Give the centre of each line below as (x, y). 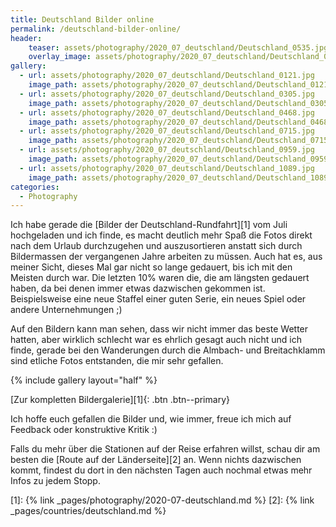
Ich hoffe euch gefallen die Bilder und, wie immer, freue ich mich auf (151, 419)
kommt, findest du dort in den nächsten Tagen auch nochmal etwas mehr (161, 470)
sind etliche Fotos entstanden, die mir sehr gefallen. (117, 361)
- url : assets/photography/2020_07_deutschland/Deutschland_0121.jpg (167, 76)
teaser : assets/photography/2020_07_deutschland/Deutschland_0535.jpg (178, 47)
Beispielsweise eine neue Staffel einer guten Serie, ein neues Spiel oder (158, 299)
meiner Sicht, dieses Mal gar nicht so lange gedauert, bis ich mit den (151, 267)
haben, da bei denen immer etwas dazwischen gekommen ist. (138, 288)
